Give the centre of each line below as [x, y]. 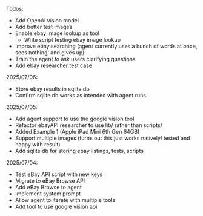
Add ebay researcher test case [54, 65]
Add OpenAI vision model [47, 20]
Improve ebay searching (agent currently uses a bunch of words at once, [106, 46]
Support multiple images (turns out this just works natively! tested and [102, 138]
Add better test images [44, 27]
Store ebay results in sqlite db [52, 89]
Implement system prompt [48, 194]
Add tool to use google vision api [56, 206]
